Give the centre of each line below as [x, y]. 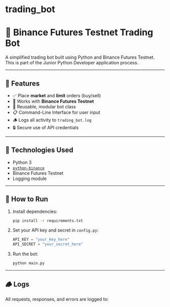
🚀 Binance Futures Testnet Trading [79, 33]
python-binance [29, 168]
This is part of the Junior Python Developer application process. [72, 63]
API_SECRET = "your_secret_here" [48, 244]
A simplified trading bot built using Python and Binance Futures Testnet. [80, 57]
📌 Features [23, 83]
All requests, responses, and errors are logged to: [57, 299]
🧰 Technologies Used [39, 150]
